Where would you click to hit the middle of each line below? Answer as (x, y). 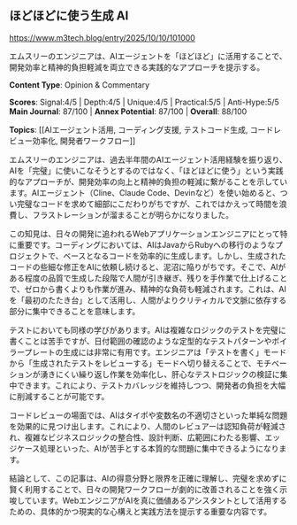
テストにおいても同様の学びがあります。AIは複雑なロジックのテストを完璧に (148, 329)
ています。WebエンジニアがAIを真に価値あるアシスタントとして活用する (156, 500)
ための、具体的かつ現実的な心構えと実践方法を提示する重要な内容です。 (141, 511)
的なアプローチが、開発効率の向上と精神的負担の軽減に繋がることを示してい (148, 181)
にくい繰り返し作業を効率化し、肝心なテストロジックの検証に (168, 374)
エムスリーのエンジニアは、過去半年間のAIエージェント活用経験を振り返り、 (148, 159)
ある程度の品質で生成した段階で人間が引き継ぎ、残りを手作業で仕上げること (148, 278)
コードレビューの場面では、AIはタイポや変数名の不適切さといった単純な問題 (148, 415)
